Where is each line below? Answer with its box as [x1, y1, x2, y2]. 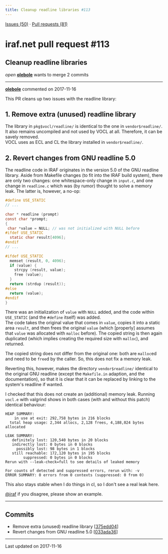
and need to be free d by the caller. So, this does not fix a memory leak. [5, 356, 152, 362]
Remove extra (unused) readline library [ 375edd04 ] [12, 524, 119, 530]
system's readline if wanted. [5, 382, 63, 388]
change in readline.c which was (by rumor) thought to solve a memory [5, 183, 152, 189]
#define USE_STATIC [5, 198, 46, 203]
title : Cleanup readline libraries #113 [5, 7, 91, 12]
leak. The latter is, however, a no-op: [5, 188, 81, 194]
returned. [5, 341, 24, 347]
